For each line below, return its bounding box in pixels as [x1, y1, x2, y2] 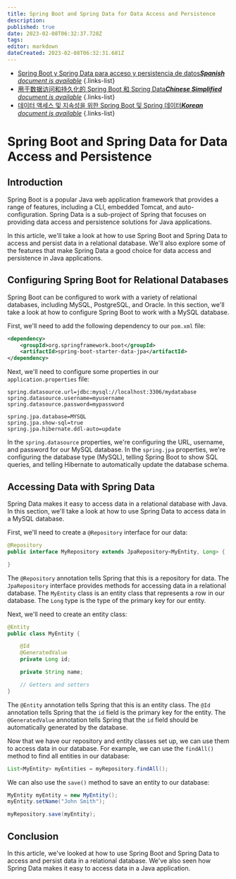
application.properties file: [7, 375, 89, 384]
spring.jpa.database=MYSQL [7, 413, 87, 420]
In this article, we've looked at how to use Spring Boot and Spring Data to [7, 849, 220, 857]
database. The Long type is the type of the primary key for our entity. [7, 596, 206, 604]
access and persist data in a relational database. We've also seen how [7, 856, 211, 865]
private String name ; [20, 668, 83, 675]
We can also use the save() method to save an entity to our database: [7, 778, 210, 786]
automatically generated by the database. [7, 723, 128, 731]
